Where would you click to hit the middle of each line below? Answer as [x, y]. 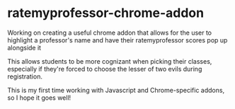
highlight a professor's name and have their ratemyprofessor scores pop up [117, 40]
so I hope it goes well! [39, 98]
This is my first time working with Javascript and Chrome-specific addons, [116, 90]
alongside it [24, 47]
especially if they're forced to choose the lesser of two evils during [105, 69]
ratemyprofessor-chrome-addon [105, 13]
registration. [25, 76]
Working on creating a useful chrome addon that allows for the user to [110, 33]
